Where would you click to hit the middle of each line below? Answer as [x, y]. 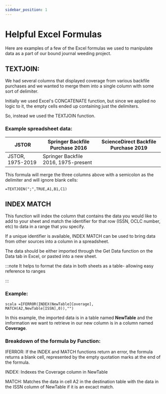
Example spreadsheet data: [39, 129]
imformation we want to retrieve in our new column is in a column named [79, 323]
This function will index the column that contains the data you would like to [81, 216]
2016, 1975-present [67, 162]
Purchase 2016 [69, 148]
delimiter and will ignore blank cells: [41, 180]
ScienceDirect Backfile [129, 141]
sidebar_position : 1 [26, 10]
